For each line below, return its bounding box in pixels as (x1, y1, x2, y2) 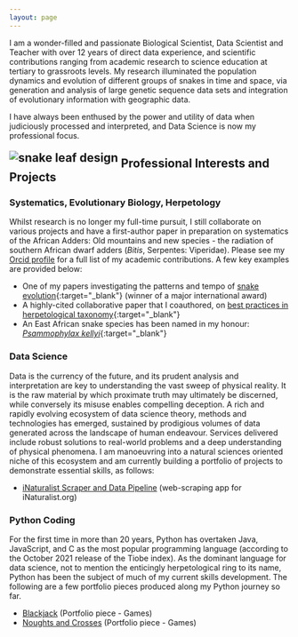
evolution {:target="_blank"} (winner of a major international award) (21, 291, 268, 301)
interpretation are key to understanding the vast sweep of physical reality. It (9, 379, 286, 391)
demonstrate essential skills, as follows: (9, 465, 155, 475)
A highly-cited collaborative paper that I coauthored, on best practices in (21, 299, 289, 311)
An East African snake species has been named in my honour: (21, 319, 250, 330)
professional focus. (9, 130, 80, 140)
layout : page (9, 12, 58, 22)
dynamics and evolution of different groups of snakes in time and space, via (9, 75, 287, 85)
